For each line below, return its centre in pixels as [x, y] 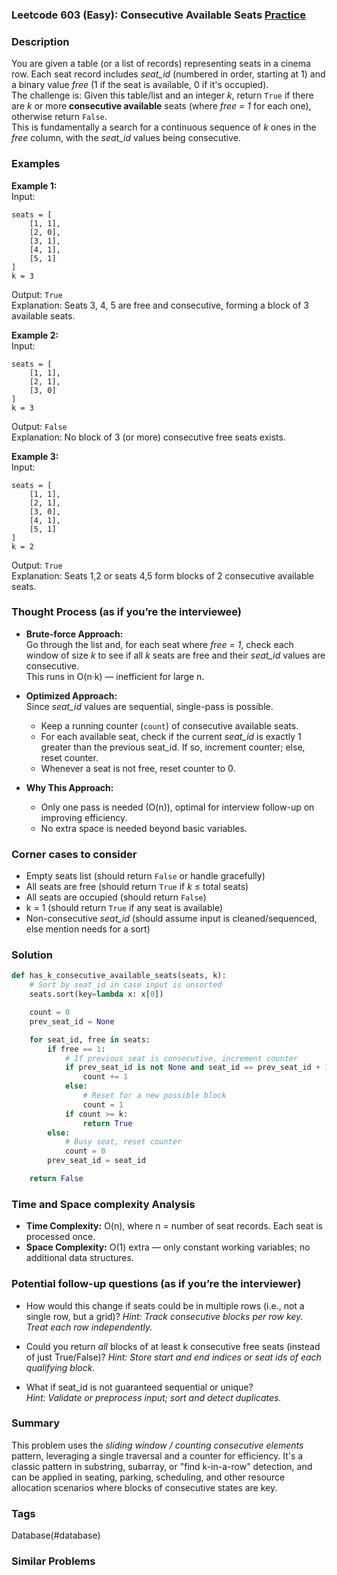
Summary [36, 1423]
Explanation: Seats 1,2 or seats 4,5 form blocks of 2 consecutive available [162, 575]
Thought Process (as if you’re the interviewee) [127, 612]
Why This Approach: [69, 787]
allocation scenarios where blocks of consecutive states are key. [144, 1487]
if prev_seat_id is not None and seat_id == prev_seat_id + [192, 1068]
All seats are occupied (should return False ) [116, 897]
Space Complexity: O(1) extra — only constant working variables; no [168, 1247]
